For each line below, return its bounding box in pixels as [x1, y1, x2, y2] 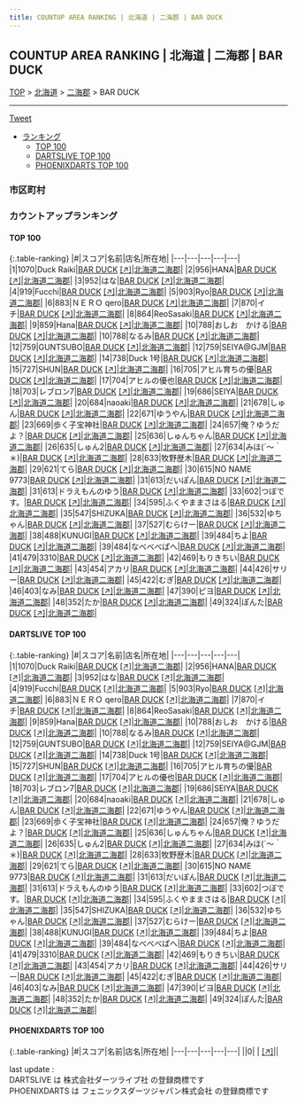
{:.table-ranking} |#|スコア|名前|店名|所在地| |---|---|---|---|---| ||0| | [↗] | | [9, 1045, 279, 1056]
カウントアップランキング [9, 210, 118, 223]
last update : [9, 1063, 55, 1074]
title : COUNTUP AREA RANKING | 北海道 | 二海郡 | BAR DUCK [9, 12, 224, 22]
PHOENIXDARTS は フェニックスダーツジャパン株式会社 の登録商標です [9, 1085, 270, 1096]
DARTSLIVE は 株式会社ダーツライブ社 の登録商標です [9, 1074, 205, 1084]
